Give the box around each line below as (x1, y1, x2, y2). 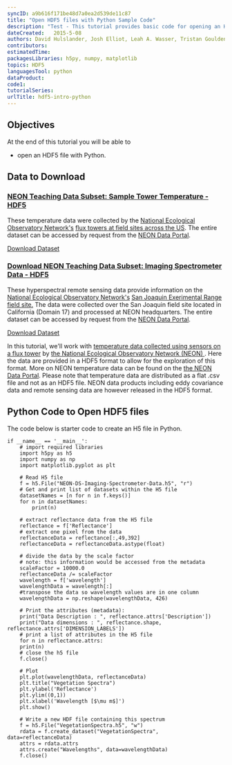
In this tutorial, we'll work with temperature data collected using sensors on (7, 341, 221, 350)
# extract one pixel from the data (19, 528, 122, 536)
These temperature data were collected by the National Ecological (7, 216, 195, 225)
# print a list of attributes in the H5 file (19, 631, 153, 638)
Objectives (7, 119, 55, 131)
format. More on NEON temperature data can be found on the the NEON (7, 363, 212, 372)
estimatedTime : (7, 49, 51, 56)
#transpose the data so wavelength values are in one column (19, 589, 199, 596)
